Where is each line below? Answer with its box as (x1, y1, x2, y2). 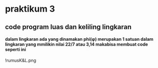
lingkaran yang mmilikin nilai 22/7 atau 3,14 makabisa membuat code (5, 41, 148, 47)
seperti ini (5, 47, 26, 52)
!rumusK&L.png (5, 57, 37, 63)
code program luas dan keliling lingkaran (5, 23, 132, 31)
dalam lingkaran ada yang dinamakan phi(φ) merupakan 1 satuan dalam (5, 36, 154, 42)
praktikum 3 (5, 3, 55, 15)
